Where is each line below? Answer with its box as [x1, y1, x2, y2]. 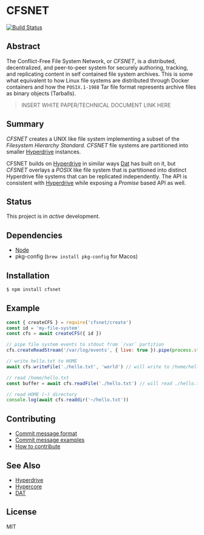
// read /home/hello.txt [6, 374, 69, 381]
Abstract [6, 41, 41, 52]
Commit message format [15, 430, 77, 437]
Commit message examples [15, 436, 85, 443]
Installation [6, 271, 50, 281]
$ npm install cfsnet [6, 286, 61, 292]
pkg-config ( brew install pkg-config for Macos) [15, 253, 138, 260]
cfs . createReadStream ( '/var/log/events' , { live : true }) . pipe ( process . [6, 347, 194, 354]
